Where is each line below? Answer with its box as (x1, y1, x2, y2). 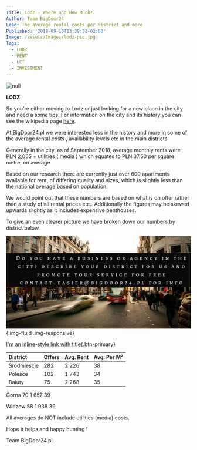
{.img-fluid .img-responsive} (6, 329, 75, 336)
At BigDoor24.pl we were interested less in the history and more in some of (6, 129, 188, 136)
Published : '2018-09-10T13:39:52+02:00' (6, 28, 107, 34)
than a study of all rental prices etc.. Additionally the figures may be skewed (6, 200, 189, 207)
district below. (6, 224, 40, 231)
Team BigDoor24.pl (6, 437, 53, 444)
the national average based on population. (6, 183, 108, 190)
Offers (43, 354, 60, 361)
